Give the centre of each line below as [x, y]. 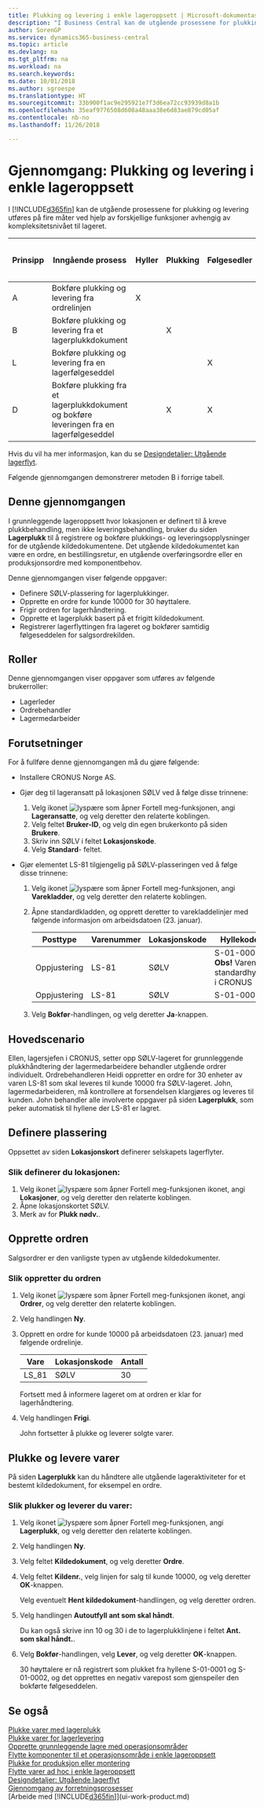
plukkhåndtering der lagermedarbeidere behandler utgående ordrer [117, 1066]
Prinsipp [28, 260]
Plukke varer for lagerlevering [56, 1738]
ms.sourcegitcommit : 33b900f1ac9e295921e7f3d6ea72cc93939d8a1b [114, 103]
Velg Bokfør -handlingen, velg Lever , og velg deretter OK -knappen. [128, 1654]
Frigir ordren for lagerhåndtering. [73, 610]
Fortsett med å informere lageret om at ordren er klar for [110, 1394]
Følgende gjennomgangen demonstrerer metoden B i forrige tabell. [117, 477]
